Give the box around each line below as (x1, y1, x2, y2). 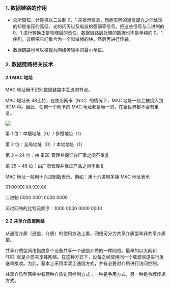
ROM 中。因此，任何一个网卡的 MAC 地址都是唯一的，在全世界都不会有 (5, 104, 155, 110)
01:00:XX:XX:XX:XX (5, 184, 47, 190)
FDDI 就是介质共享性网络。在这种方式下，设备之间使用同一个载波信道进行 (5, 253, 160, 260)
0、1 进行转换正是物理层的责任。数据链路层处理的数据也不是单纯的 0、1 (12, 30, 163, 36)
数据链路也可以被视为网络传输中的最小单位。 (12, 47, 107, 53)
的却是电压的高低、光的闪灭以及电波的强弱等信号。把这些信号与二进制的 (12, 23, 164, 30)
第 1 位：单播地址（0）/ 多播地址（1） (5, 131, 84, 137)
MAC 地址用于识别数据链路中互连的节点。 (5, 87, 93, 93)
